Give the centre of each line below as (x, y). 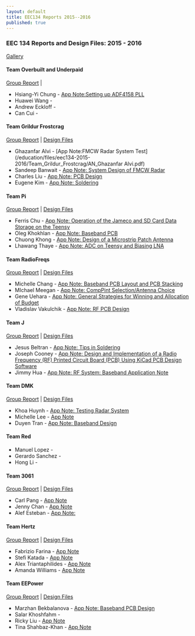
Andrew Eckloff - (35, 106)
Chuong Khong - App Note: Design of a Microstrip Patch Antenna (94, 239)
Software (26, 366)
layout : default (26, 12)
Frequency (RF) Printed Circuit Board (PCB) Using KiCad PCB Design (98, 360)
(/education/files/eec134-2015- (52, 158)
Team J (15, 323)
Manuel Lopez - (34, 450)
